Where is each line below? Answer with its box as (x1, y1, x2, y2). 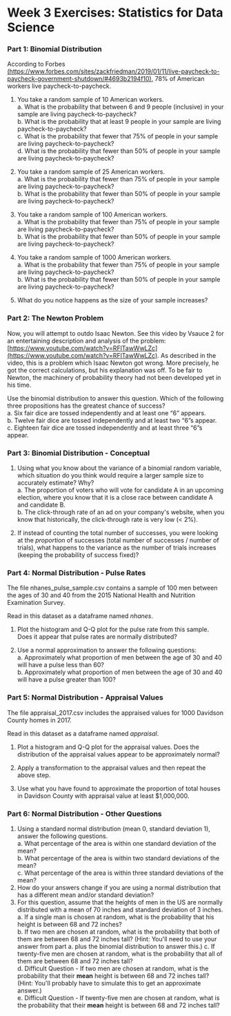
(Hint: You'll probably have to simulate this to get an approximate (17, 979, 201, 987)
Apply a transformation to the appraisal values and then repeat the (17, 763, 206, 772)
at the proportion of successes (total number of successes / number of (17, 536, 219, 545)
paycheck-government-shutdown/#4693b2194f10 (7, 75, 150, 83)
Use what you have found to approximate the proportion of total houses (17, 784, 221, 792)
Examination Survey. (7, 599, 66, 607)
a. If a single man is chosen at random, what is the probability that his (17, 912, 214, 921)
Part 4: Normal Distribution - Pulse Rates (7, 568, 146, 577)
